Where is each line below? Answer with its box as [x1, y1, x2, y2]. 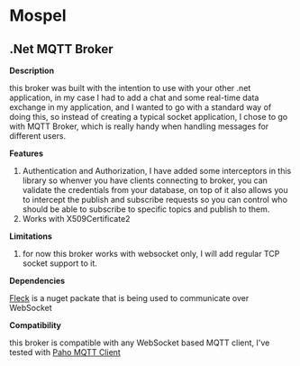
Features [9, 148, 43, 159]
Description [9, 65, 55, 76]
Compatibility [9, 320, 61, 330]
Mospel [9, 5, 67, 26]
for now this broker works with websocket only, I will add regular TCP [22, 249, 280, 259]
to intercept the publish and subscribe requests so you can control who [22, 195, 288, 205]
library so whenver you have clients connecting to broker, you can [22, 175, 268, 186]
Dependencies [9, 276, 66, 286]
